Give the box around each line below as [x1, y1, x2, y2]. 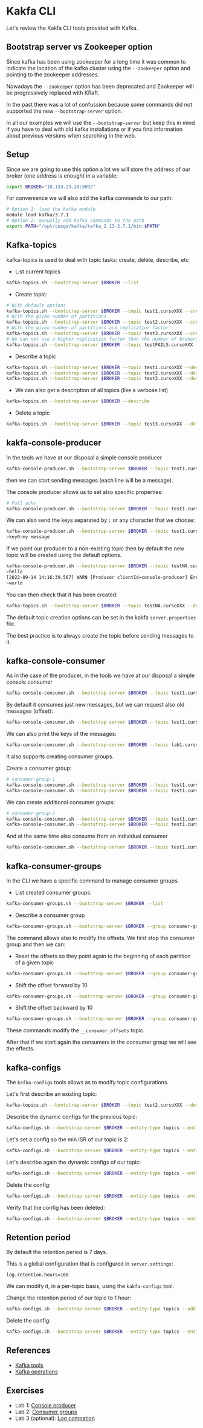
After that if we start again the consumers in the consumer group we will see [6, 1038, 197, 1046]
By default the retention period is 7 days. [6, 1249, 108, 1256]
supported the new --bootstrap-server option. [6, 107, 123, 115]
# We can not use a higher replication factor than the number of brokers [6, 336, 199, 342]
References [6, 1346, 51, 1356]
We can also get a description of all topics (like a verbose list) [14, 387, 169, 394]
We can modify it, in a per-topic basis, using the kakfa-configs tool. [6, 1283, 175, 1290]
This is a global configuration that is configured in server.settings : [6, 1260, 173, 1267]
